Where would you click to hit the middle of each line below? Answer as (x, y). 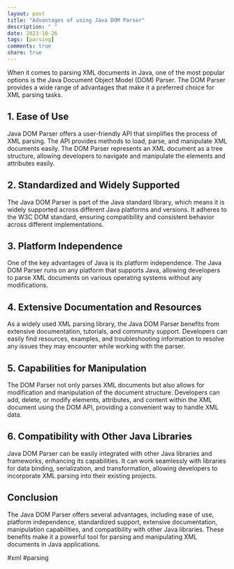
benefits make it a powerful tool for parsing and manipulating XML (102, 537)
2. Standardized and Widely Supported (94, 185)
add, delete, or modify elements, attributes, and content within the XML (110, 399)
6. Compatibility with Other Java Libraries (100, 437)
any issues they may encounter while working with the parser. (96, 346)
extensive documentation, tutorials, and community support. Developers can (117, 332)
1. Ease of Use (38, 117)
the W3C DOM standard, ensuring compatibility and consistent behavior (111, 216)
